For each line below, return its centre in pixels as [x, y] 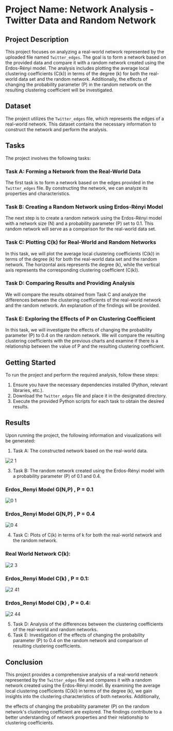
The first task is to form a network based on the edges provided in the [80, 182]
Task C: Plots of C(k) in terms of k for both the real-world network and [87, 535]
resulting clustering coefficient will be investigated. [59, 90]
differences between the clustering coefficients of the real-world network [83, 300]
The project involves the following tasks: [48, 158]
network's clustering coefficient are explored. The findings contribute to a [84, 712]
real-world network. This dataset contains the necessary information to [81, 124]
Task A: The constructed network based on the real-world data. [80, 451]
